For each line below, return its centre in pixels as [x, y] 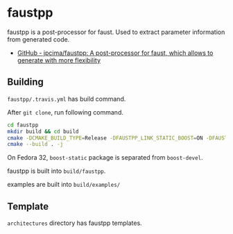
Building [25, 82]
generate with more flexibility [59, 60]
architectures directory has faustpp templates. [75, 223]
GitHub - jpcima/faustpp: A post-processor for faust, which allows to [115, 53]
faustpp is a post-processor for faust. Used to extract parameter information [116, 32]
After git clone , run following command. [65, 112]
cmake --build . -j [35, 144]
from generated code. [38, 39]
